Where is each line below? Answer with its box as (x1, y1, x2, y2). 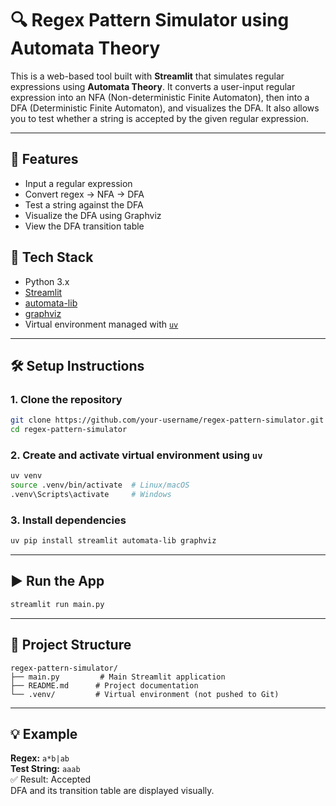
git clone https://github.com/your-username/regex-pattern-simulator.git (10, 415, 325, 426)
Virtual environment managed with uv (24, 318, 179, 330)
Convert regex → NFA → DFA (24, 188, 145, 200)
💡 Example (10, 725, 78, 742)
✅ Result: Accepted (10, 773, 92, 786)
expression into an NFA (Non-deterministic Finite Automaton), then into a (10, 91, 310, 103)
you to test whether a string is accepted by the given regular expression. (10, 112, 310, 124)
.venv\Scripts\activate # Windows (10, 490, 172, 500)
